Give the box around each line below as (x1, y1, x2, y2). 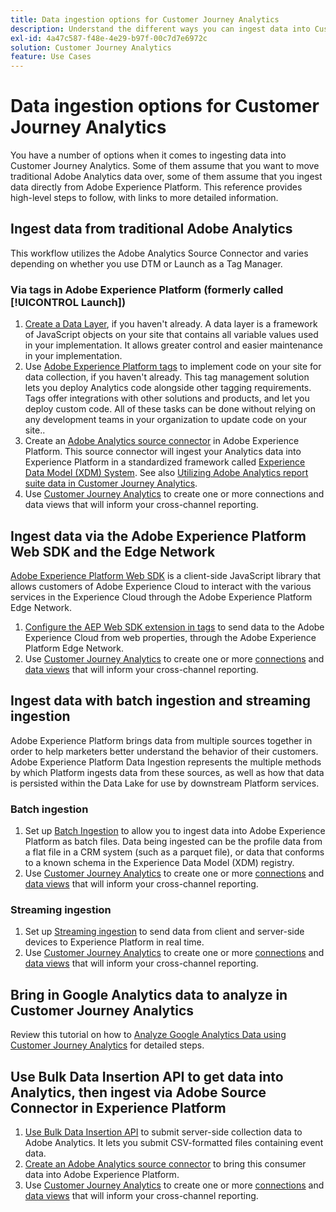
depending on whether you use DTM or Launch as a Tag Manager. (10, 257, 283, 270)
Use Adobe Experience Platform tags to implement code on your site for (24, 361, 322, 373)
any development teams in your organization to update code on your (24, 414, 308, 426)
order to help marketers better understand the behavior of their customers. (10, 745, 319, 757)
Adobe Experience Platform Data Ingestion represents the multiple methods (10, 756, 322, 768)
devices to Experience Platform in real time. (24, 936, 205, 948)
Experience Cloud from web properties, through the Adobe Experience (24, 631, 317, 643)
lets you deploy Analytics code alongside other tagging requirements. (24, 382, 312, 394)
